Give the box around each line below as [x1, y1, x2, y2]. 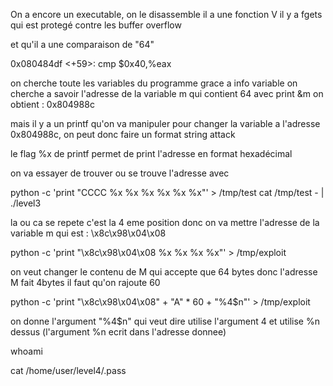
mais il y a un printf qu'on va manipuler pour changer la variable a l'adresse [10, 118, 321, 129]
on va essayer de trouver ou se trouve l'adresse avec [10, 167, 230, 179]
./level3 [10, 197, 42, 209]
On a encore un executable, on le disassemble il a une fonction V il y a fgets [10, 9, 323, 20]
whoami [10, 345, 43, 357]
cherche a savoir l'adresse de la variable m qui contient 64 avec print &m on [10, 88, 324, 99]
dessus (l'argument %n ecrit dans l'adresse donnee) [10, 326, 227, 338]
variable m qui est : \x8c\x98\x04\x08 [10, 227, 167, 239]
